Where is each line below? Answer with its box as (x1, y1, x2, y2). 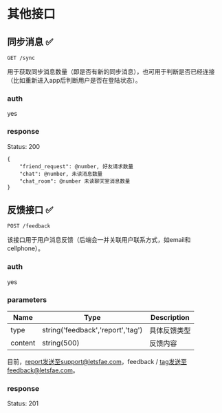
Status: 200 (7, 142, 40, 150)
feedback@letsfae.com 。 (7, 366, 79, 374)
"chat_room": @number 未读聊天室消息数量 (19, 177, 131, 185)
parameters (7, 294, 47, 304)
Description (150, 313, 190, 322)
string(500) (42, 339, 80, 347)
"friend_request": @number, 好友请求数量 (19, 163, 134, 170)
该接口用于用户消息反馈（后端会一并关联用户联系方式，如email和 (7, 236, 191, 244)
